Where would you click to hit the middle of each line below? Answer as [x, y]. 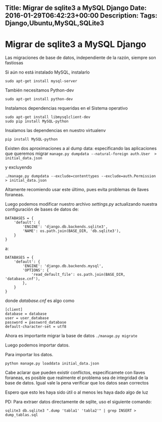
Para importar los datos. [29, 355]
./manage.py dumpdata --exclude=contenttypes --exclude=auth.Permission [81, 176]
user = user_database [27, 318]
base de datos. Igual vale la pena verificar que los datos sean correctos [77, 383]
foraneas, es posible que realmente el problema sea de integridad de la [77, 378]
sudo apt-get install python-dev [39, 99]
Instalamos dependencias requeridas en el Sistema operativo [66, 108]
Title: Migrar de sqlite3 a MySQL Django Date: [76, 8]
